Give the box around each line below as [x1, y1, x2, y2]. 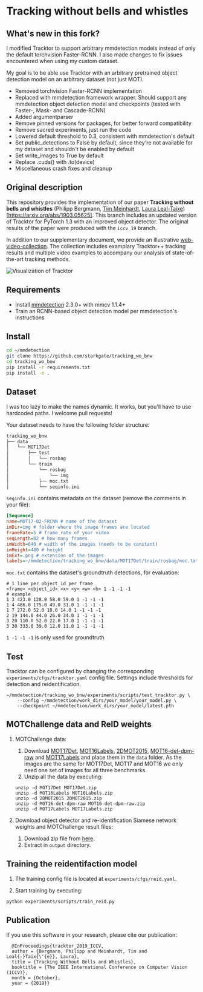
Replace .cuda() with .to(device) [14, 158, 95, 165]
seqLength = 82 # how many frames [6, 535, 88, 542]
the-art [6, 255, 24, 262]
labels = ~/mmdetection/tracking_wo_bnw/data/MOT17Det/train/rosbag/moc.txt [6, 558, 199, 564]
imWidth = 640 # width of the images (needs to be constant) [6, 541, 158, 547]
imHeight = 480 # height [6, 546, 63, 553]
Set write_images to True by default [14, 152, 104, 159]
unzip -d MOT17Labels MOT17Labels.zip [14, 806, 113, 812]
